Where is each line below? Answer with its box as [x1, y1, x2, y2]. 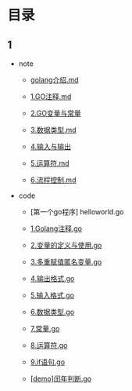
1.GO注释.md [30, 92, 72, 101]
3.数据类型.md [30, 126, 77, 134]
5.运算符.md [30, 159, 70, 168]
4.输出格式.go [30, 274, 75, 283]
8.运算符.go [30, 341, 68, 349]
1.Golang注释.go [30, 224, 83, 233]
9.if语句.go [30, 357, 66, 367]
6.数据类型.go [30, 307, 75, 316]
